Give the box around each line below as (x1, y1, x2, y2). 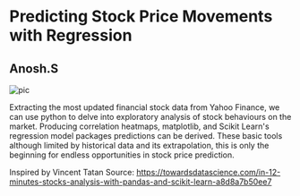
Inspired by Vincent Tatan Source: (9, 167, 134, 177)
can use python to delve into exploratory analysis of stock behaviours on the (9, 112, 292, 122)
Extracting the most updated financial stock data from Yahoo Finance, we (9, 102, 280, 113)
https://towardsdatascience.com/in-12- (135, 167, 281, 177)
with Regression (9, 25, 133, 46)
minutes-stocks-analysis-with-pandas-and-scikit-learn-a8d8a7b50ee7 (9, 176, 272, 187)
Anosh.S (9, 61, 59, 76)
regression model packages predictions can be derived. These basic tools (9, 131, 283, 141)
